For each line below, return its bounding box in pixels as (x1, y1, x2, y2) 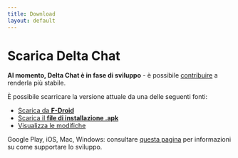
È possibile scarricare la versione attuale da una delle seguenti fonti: (7, 93, 208, 101)
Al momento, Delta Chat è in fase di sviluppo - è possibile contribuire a (7, 71, 219, 80)
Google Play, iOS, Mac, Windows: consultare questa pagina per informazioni (7, 135, 232, 144)
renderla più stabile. (7, 79, 66, 88)
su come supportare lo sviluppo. (7, 143, 103, 152)
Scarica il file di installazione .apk (17, 114, 119, 122)
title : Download (7, 10, 56, 18)
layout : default (7, 17, 56, 24)
